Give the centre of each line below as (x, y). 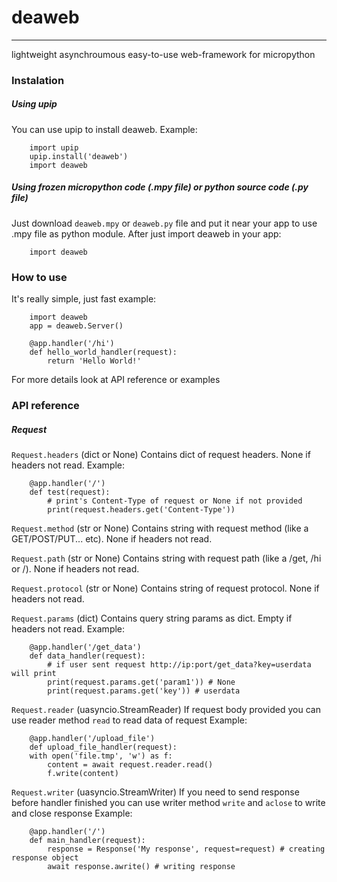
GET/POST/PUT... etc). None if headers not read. (112, 538)
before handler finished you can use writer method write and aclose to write (168, 802)
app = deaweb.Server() (76, 326)
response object (45, 857)
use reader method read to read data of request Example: (129, 720)
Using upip (34, 104)
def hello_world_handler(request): (103, 352)
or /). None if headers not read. (75, 568)
